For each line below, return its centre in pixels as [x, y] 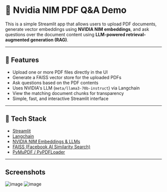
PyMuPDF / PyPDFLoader [39, 152]
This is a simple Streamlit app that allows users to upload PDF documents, [81, 24]
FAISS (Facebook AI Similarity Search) [51, 147]
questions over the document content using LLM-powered [65, 34]
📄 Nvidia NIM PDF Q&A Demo [66, 10]
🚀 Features [22, 60]
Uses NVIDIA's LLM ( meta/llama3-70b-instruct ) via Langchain [76, 88]
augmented [17, 40]
